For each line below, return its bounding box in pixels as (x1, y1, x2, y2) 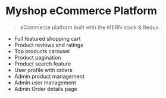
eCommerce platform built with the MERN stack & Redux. (20, 24, 160, 31)
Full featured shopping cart (14, 35, 81, 42)
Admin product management (14, 73, 84, 80)
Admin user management (14, 79, 77, 86)
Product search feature (14, 60, 71, 67)
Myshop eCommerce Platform (5, 4, 157, 18)
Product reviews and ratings (14, 41, 84, 48)
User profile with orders (14, 66, 73, 73)
